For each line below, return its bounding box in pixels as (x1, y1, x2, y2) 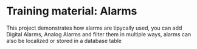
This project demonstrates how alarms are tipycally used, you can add (6, 24, 182, 31)
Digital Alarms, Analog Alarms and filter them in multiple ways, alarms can (6, 30, 192, 38)
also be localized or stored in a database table (6, 37, 122, 44)
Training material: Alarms (6, 4, 137, 18)
